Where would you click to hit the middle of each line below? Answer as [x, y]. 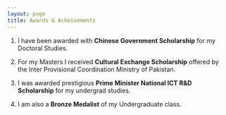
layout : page [26, 14]
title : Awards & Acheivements [52, 20]
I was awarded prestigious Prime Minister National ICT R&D [105, 83]
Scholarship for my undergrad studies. [74, 90]
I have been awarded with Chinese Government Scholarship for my [117, 40]
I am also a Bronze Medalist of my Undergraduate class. [99, 104]
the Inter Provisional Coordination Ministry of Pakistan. [96, 69]
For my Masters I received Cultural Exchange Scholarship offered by [118, 61]
